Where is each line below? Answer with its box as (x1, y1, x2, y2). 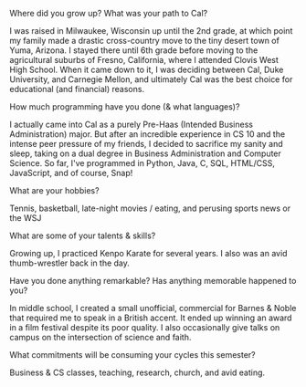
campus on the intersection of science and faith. (9, 332, 192, 342)
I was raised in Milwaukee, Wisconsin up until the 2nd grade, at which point (9, 26, 293, 36)
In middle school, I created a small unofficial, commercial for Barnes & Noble (9, 303, 297, 313)
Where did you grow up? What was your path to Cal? (9, 8, 208, 18)
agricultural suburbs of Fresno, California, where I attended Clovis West (9, 55, 279, 65)
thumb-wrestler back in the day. (9, 257, 131, 268)
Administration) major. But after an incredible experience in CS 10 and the (9, 129, 286, 140)
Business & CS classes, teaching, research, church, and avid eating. (9, 367, 266, 378)
